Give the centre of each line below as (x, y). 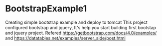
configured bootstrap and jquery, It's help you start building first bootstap (81, 27)
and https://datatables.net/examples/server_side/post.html (65, 38)
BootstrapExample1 (46, 9)
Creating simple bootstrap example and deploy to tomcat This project (77, 22)
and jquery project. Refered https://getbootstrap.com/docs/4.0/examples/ (81, 33)
